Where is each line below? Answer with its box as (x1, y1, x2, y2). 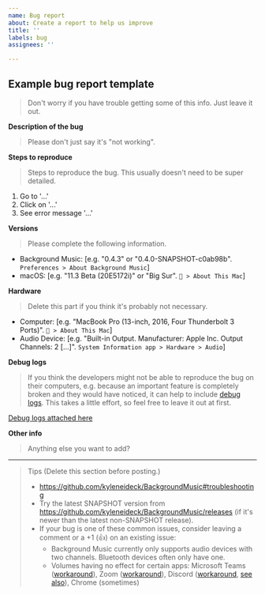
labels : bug (8, 33, 47, 42)
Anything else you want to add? (27, 443, 130, 453)
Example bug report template (8, 77, 155, 91)
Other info (8, 428, 43, 438)
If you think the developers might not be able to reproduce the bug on (27, 372, 255, 382)
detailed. (27, 175, 57, 186)
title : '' (8, 26, 41, 34)
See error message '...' (19, 208, 93, 217)
